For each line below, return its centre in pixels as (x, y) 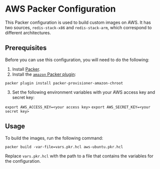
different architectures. (28, 33)
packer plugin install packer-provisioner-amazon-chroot (64, 83)
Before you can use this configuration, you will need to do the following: (77, 60)
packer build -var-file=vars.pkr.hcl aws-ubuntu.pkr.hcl (64, 147)
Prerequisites (26, 48)
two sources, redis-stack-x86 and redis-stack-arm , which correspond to (79, 27)
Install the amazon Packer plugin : (44, 74)
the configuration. (23, 161)
